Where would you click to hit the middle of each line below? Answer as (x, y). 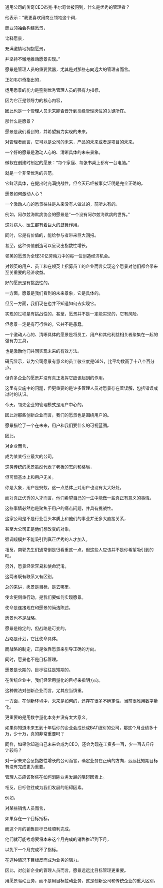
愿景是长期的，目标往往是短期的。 (39, 670)
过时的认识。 (18, 394)
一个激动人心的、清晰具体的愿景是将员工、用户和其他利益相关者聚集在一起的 (81, 335)
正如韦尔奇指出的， (24, 80)
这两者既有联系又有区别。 (31, 576)
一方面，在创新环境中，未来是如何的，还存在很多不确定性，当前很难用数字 (79, 701)
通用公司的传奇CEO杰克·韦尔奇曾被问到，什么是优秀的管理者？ (67, 7)
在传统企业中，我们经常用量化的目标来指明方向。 (54, 680)
